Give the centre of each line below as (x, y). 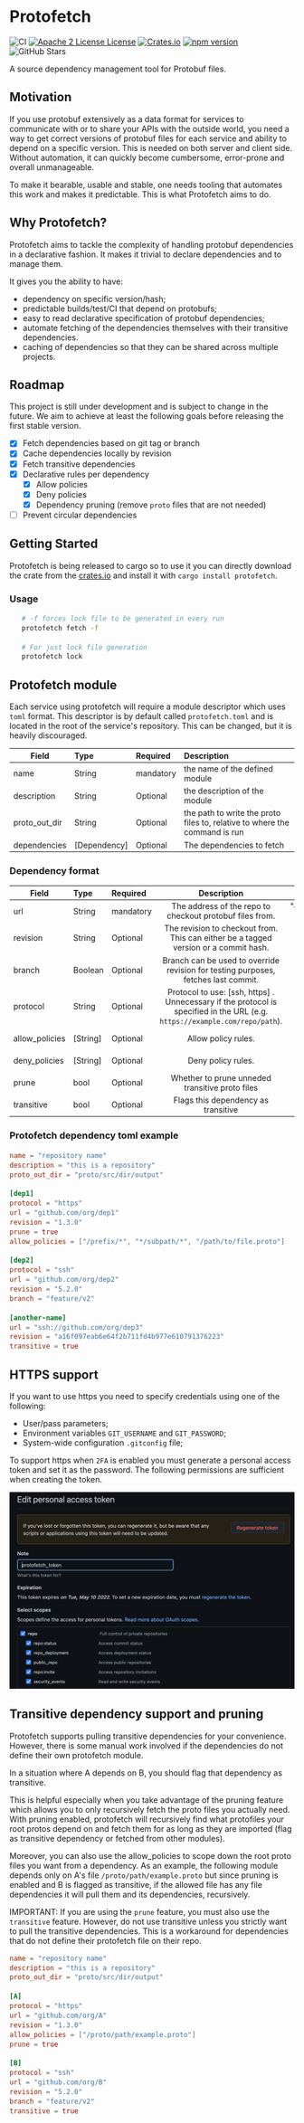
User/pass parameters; (65, 1423)
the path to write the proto (233, 813)
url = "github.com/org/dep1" (64, 1213)
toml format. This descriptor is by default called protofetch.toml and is (142, 716)
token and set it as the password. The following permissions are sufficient (147, 1469)
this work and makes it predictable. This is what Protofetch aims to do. (140, 194)
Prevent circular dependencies (80, 515)
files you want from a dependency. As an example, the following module (144, 1865)
